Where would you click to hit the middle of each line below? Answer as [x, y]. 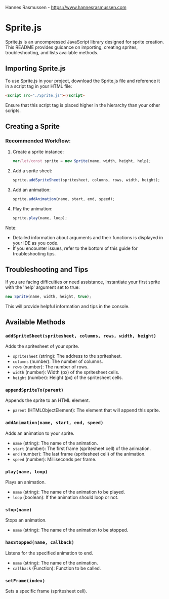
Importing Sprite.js [35, 69]
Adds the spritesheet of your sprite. [42, 346]
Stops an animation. [26, 520]
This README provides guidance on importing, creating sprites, [72, 47]
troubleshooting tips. [34, 253]
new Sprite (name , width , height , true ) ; [49, 296]
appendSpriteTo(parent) [35, 390]
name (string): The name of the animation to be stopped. [70, 530]
